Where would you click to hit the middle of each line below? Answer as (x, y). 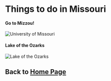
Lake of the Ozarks (25, 45)
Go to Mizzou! (20, 23)
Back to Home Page (36, 72)
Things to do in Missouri (55, 9)
